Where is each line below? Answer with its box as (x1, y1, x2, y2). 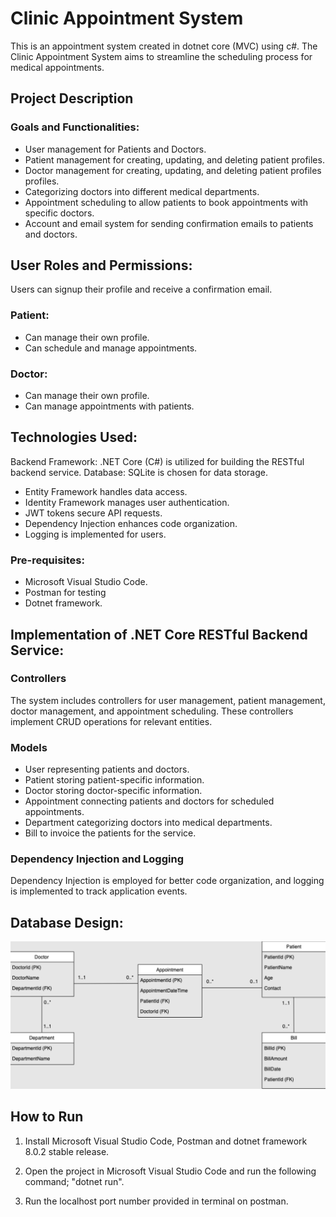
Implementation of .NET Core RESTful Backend (10, 626, 308, 643)
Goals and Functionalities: (10, 120, 140, 134)
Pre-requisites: (10, 553, 85, 567)
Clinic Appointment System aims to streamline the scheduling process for (10, 50, 313, 62)
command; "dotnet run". (24, 1175, 125, 1187)
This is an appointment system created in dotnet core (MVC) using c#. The (10, 40, 318, 52)
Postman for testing (24, 587, 107, 599)
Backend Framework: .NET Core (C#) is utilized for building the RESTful (10, 455, 305, 467)
